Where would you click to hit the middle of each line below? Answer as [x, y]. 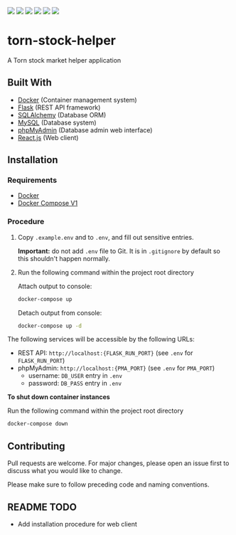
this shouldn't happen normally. [64, 258]
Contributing [36, 446]
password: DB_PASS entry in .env [75, 383]
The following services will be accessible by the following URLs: [101, 339]
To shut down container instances [59, 397]
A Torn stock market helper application [64, 60]
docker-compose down [38, 424]
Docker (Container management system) [77, 100]
